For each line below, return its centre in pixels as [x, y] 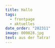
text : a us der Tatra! [28, 38]
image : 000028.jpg [24, 33]
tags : [11, 14]
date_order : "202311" [28, 28]
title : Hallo [19, 10]
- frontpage [22, 19]
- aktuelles [22, 24]
